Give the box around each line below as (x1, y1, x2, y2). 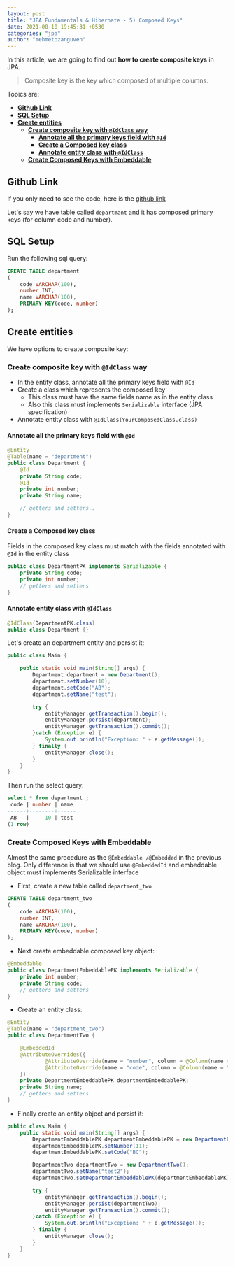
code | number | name (10, 802, 73, 809)
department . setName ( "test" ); (32, 690, 117, 698)
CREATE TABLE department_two (7, 895, 92, 902)
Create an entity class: (17, 1005, 83, 1014)
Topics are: (7, 90, 40, 99)
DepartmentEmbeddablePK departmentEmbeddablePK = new (32, 1136, 192, 1143)
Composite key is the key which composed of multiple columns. (24, 76, 208, 85)
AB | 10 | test (10, 814, 73, 821)
